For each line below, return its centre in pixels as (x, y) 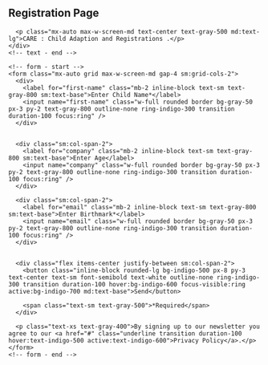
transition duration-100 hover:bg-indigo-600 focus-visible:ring (134, 284)
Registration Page (54, 13)
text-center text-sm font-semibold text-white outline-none (111, 277)
